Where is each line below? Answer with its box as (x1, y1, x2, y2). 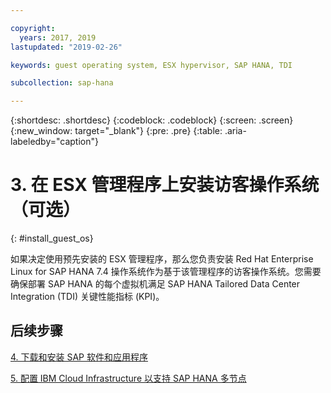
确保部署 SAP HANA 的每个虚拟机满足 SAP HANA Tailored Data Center (10, 278, 301, 290)
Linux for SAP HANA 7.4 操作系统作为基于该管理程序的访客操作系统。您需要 (10, 266, 322, 278)
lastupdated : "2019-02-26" (10, 42, 123, 52)
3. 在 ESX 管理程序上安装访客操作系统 (10, 174, 320, 196)
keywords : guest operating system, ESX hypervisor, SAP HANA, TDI (10, 60, 293, 70)
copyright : (10, 23, 56, 33)
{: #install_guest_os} (10, 232, 94, 245)
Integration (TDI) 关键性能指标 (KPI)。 (10, 291, 165, 303)
